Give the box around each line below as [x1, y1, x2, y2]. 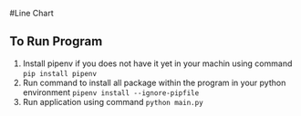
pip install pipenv [22, 69, 98, 78]
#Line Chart [9, 8, 54, 18]
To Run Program [9, 34, 103, 49]
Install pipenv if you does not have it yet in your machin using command [22, 58, 293, 69]
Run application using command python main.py [22, 96, 203, 107]
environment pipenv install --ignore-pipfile [22, 86, 200, 98]
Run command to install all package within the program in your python [22, 77, 286, 88]
